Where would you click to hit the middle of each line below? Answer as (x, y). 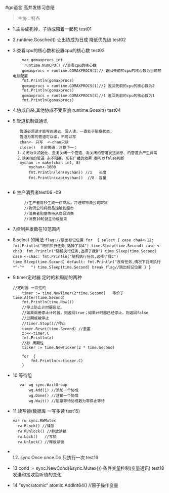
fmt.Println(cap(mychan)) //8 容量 (68, 178)
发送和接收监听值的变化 (37, 475)
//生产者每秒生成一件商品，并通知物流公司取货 (66, 203)
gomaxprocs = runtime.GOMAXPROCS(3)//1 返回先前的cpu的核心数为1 (89, 96)
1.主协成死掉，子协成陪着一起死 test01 (52, 29)
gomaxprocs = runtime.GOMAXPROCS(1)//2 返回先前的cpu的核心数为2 (89, 86)
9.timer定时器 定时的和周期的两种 (47, 277)
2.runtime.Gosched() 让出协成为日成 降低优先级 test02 (69, 40)
